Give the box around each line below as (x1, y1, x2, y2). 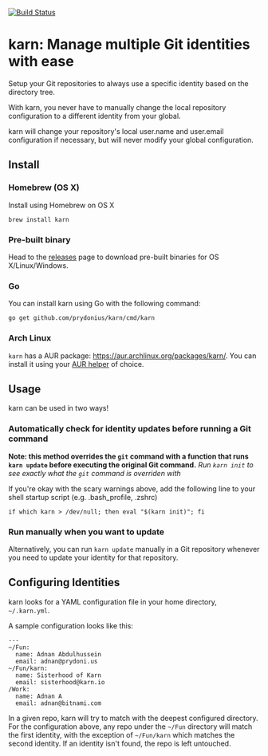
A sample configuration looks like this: (8, 620, 134, 630)
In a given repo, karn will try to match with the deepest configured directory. (8, 713, 258, 723)
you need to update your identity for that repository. (8, 553, 179, 562)
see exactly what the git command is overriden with (8, 468, 181, 478)
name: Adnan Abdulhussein (15, 650, 102, 658)
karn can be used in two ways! (8, 404, 109, 413)
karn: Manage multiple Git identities (8, 36, 250, 53)
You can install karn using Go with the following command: (8, 299, 201, 309)
